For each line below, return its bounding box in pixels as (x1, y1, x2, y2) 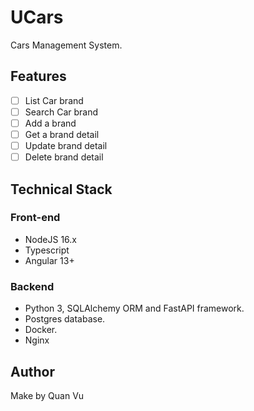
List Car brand (24, 94, 84, 106)
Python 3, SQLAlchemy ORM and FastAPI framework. (24, 302, 245, 315)
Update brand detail (24, 140, 108, 151)
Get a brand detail (24, 128, 100, 140)
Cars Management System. (10, 39, 123, 51)
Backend (10, 279, 55, 293)
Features (10, 68, 67, 85)
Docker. (24, 324, 58, 336)
